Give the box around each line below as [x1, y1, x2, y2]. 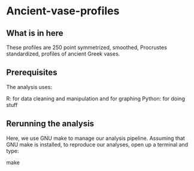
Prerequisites [6, 68, 57, 78]
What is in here [6, 28, 64, 38]
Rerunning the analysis [6, 118, 95, 129]
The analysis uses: [6, 83, 53, 90]
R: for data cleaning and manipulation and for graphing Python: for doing [6, 94, 186, 102]
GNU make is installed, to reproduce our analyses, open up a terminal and [6, 141, 189, 148]
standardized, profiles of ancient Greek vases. [6, 50, 120, 57]
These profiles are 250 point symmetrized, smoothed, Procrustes [6, 44, 168, 51]
